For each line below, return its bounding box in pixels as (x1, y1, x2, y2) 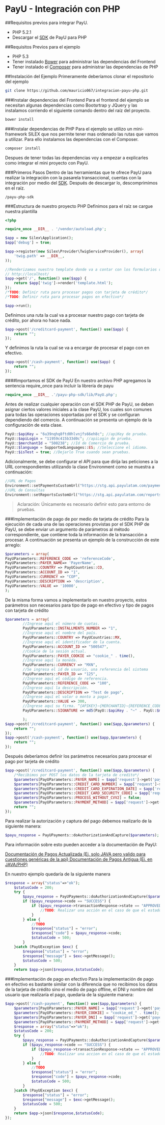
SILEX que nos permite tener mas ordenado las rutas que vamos (28, 131, 159, 137)
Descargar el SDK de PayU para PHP (12, 34, 87, 40)
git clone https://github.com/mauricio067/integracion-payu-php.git (5, 88, 148, 93)
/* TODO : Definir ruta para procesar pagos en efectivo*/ (5, 294, 124, 299)
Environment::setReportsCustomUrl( (5, 492, 78, 497)
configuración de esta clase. (5, 422, 63, 428)
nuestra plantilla (5, 208, 38, 214)
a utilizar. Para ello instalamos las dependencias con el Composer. (5, 136, 139, 142)
